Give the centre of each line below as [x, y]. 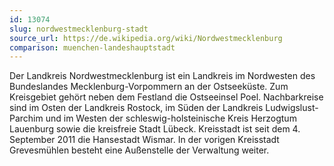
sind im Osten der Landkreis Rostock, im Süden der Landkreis [136, 108]
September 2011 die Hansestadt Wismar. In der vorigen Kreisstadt [144, 140]
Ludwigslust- [292, 108]
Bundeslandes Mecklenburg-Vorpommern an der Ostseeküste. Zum [149, 87]
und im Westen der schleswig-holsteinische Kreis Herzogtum [171, 118]
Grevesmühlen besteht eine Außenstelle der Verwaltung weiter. [139, 150]
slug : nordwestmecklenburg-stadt [79, 29]
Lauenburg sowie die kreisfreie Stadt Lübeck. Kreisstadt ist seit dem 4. [155, 129]
